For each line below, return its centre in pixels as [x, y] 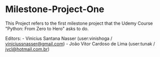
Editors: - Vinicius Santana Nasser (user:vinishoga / [59, 38]
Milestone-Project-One [55, 9]
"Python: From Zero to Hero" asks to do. [47, 28]
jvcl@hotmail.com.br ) [27, 49]
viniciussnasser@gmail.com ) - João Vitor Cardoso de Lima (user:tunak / [80, 43]
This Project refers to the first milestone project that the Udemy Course [79, 23]
